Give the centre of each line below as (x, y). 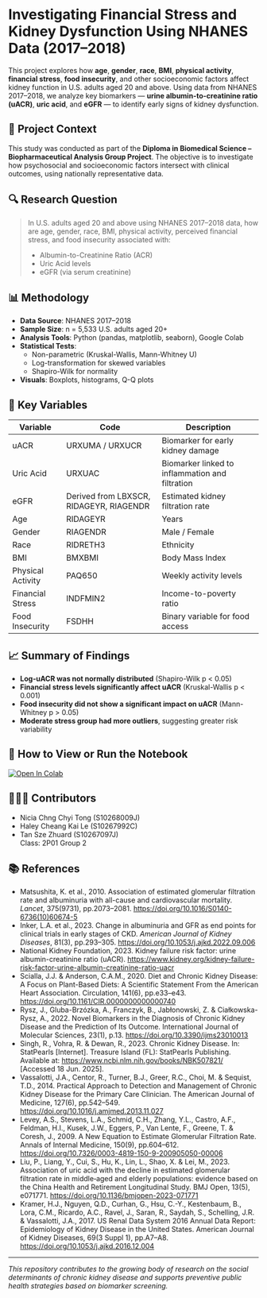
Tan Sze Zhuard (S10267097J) (69, 834)
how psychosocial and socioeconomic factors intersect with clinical (119, 165)
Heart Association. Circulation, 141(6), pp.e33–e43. (103, 993)
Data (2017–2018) (67, 48)
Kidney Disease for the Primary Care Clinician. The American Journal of (137, 1095)
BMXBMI (83, 558)
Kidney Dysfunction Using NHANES (128, 31)
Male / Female (188, 532)
